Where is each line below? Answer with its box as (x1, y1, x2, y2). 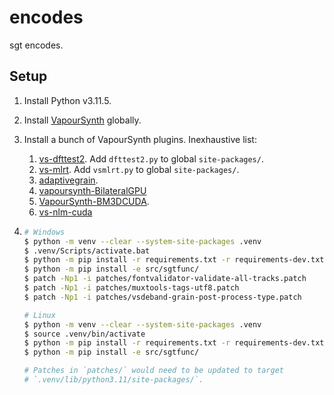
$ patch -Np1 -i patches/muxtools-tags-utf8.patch (23, 283, 240, 293)
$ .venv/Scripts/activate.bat (23, 246, 151, 256)
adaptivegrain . (38, 174, 99, 186)
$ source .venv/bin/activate (23, 329, 146, 339)
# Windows (23, 227, 66, 237)
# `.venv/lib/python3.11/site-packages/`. (23, 375, 204, 385)
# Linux (23, 310, 56, 320)
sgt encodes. (9, 39, 64, 51)
